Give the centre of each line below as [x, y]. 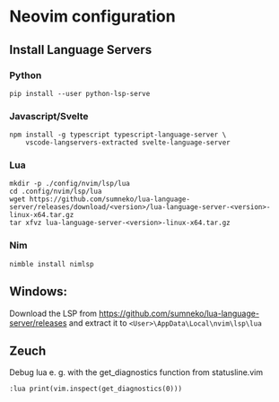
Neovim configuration [93, 17]
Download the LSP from [53, 313]
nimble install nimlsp [52, 264]
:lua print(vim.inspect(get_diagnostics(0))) [96, 389]
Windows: [39, 292]
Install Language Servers [81, 50]
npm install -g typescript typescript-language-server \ [118, 135]
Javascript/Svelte [49, 116]
